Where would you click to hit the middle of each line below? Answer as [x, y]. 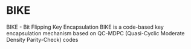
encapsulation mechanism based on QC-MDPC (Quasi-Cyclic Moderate [95, 33]
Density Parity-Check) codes [42, 39]
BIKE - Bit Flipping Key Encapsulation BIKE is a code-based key [85, 27]
